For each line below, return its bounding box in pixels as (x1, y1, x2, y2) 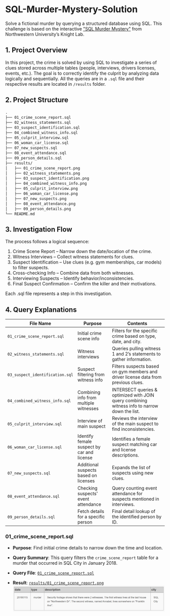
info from (77, 395, 97, 401)
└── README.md (5, 211, 35, 216)
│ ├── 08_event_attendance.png (5, 201, 76, 206)
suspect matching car (112, 441, 157, 447)
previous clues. (112, 379, 144, 385)
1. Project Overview (5, 46, 68, 54)
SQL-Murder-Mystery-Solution (5, 4, 138, 15)
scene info (77, 336, 100, 342)
